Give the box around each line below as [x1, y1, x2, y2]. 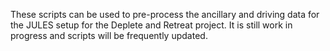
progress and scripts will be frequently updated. [10, 30, 208, 41]
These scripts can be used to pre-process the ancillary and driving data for [10, 9, 320, 20]
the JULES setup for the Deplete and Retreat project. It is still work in [10, 19, 293, 31]
